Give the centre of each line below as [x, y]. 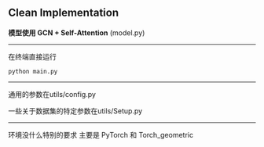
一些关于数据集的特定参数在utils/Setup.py [75, 111]
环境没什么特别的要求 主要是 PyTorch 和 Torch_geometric [101, 134]
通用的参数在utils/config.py [52, 94]
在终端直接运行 [32, 56]
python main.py [33, 71]
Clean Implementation [64, 13]
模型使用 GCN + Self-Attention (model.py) [77, 32]
